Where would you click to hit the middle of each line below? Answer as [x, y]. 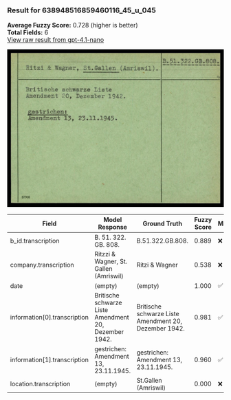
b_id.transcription [35, 241]
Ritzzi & [105, 254]
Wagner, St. [111, 261]
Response [112, 227]
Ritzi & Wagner [157, 265]
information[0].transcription [49, 318]
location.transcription [40, 384]
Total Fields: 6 [28, 32]
